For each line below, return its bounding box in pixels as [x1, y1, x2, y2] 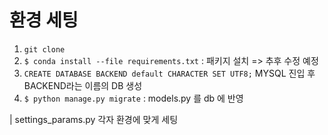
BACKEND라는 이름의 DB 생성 [23, 79, 143, 91]
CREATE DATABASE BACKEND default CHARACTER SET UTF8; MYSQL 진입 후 [23, 67, 316, 79]
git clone [23, 44, 66, 55]
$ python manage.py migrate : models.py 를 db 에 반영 [23, 92, 244, 104]
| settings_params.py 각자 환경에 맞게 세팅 [9, 113, 179, 125]
